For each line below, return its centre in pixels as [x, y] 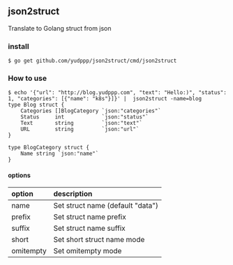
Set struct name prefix [90, 217]
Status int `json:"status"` [85, 117]
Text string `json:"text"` [81, 123]
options [19, 175]
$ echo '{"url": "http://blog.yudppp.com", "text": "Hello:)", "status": [118, 93]
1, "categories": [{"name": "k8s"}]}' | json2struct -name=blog [105, 99]
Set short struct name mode [99, 239]
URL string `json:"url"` [80, 129]
